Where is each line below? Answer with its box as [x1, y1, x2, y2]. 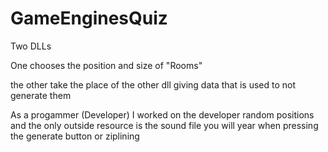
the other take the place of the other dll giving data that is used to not [10, 78, 297, 91]
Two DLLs [10, 40, 52, 52]
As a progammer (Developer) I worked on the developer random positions [10, 108, 315, 121]
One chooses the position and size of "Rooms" [10, 59, 203, 71]
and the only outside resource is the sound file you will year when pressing [10, 119, 319, 131]
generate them [10, 89, 72, 101]
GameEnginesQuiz [10, 7, 168, 30]
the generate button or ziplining [10, 130, 140, 142]
